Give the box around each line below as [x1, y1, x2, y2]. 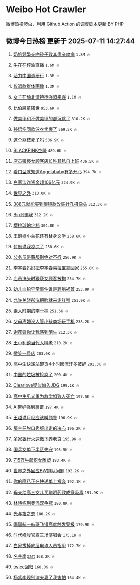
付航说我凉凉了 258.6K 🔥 [13, 243, 64, 249]
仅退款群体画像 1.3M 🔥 [13, 83, 60, 89]
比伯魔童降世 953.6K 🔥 [13, 105, 60, 111]
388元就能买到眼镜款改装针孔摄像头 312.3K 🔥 [13, 201, 107, 207]
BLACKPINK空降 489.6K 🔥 [13, 147, 67, 153]
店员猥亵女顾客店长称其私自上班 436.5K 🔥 [13, 158, 99, 164]
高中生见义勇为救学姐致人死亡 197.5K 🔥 [13, 393, 95, 399]
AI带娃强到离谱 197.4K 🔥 [13, 404, 64, 410]
